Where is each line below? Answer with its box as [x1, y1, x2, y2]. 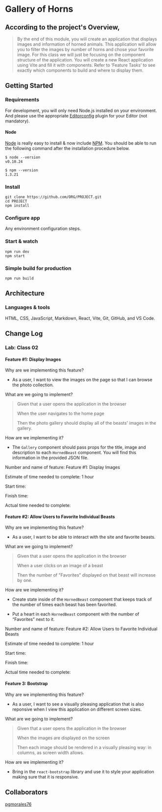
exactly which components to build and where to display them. [17, 67, 143, 73]
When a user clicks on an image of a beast [17, 563, 103, 569]
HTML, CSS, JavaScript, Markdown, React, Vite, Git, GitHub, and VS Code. [5, 315, 155, 321]
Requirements [5, 96, 40, 103]
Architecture [5, 289, 45, 298]
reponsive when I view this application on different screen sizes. [12, 706, 142, 712]
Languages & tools [5, 304, 50, 311]
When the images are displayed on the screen [17, 735, 110, 741]
